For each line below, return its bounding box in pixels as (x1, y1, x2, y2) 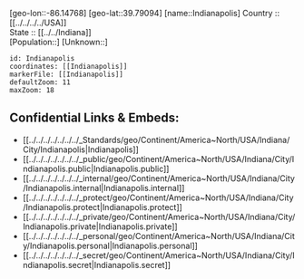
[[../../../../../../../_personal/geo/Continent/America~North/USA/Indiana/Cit (22, 230, 295, 241)
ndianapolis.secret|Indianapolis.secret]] (22, 259, 171, 270)
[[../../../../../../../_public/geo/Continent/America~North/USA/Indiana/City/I (22, 153, 295, 164)
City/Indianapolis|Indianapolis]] (22, 144, 139, 155)
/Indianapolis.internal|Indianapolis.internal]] (22, 182, 185, 193)
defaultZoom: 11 (9, 78, 71, 87)
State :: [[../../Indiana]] (9, 27, 93, 37)
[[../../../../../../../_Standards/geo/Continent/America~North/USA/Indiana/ (22, 134, 290, 145)
